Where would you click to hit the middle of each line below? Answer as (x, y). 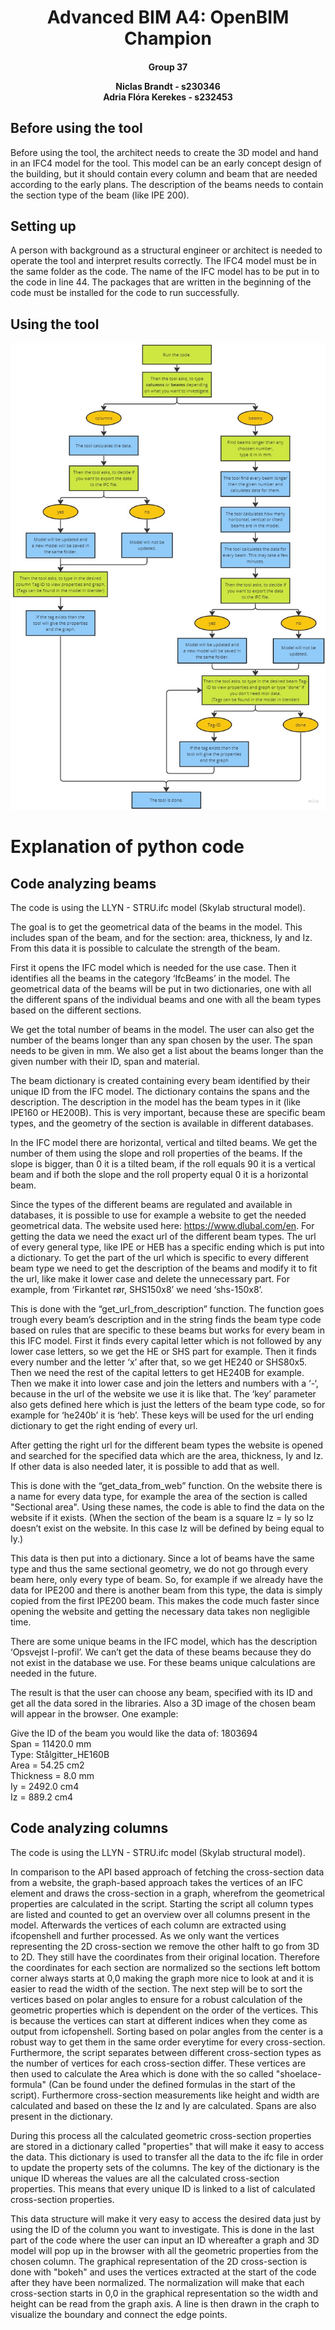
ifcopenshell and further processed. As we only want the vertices (145, 1935)
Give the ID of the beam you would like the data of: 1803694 (134, 1733)
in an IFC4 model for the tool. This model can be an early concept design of (166, 163)
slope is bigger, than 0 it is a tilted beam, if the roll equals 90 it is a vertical (163, 1164)
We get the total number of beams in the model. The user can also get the (162, 1030)
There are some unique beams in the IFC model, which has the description (164, 1642)
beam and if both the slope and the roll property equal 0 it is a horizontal (159, 1175)
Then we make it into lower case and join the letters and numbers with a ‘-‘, (164, 1383)
